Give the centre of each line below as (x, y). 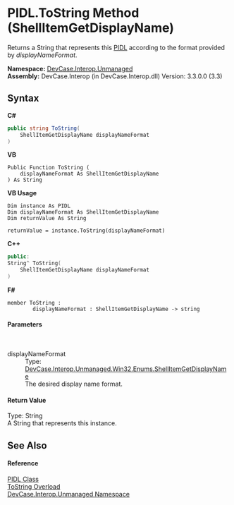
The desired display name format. (74, 384)
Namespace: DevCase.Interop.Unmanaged (70, 68)
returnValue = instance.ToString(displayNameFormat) (86, 231)
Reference (23, 463)
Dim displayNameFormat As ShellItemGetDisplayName (83, 212)
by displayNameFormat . (42, 55)
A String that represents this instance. (62, 423)
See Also (27, 445)
